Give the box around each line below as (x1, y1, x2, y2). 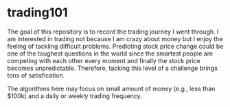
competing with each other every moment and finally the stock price (7, 56, 200, 64)
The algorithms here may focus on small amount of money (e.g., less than (7, 84, 216, 93)
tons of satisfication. (7, 71, 65, 80)
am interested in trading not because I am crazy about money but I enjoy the (7, 34, 223, 43)
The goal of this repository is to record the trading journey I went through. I (7, 27, 219, 36)
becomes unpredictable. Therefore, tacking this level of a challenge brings (7, 64, 218, 72)
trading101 (7, 5, 68, 21)
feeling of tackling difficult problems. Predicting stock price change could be (7, 42, 224, 50)
